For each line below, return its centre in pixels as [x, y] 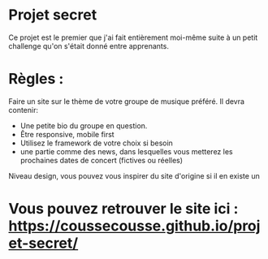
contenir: [24, 110]
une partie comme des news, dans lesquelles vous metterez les [126, 151]
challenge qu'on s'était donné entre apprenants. [89, 45]
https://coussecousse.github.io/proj [134, 226]
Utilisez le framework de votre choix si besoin [96, 143]
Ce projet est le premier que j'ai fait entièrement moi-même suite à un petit [133, 37]
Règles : [36, 79]
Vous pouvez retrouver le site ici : [123, 209]
